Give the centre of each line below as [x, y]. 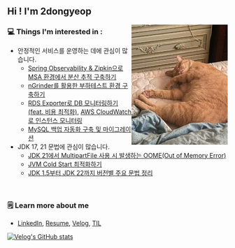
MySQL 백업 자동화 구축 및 [64, 129]
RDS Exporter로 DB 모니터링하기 [73, 103]
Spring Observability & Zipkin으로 [76, 68]
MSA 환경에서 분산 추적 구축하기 [72, 77]
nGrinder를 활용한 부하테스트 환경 [74, 85]
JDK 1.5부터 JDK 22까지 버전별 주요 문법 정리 [90, 173]
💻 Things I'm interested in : [55, 32]
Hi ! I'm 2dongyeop [50, 12]
